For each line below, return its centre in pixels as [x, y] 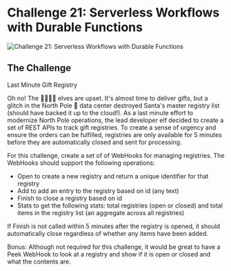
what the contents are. [39, 261]
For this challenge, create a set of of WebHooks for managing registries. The [116, 155]
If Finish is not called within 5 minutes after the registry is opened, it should [114, 226]
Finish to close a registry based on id [70, 198]
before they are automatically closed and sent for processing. [94, 142]
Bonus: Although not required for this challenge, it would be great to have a [114, 247]
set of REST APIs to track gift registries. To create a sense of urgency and [112, 127]
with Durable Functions [75, 27]
